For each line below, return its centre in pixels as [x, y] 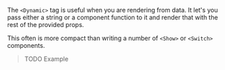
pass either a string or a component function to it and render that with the [113, 17]
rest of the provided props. [46, 25]
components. [26, 45]
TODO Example [46, 59]
